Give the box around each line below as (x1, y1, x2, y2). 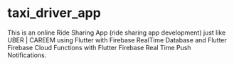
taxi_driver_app (7, 5, 101, 21)
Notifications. (7, 51, 47, 59)
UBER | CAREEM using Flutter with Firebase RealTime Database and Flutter (7, 35, 228, 44)
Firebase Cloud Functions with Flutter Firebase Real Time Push (7, 43, 191, 52)
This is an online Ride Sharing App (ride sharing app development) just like (7, 28, 226, 37)
